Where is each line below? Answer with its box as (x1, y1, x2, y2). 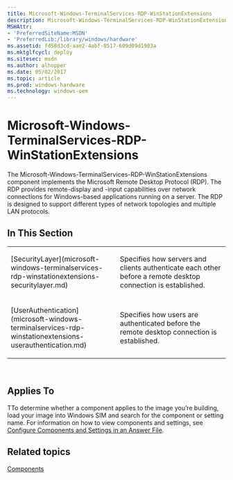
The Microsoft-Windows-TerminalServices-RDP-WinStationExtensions (7, 170, 208, 179)
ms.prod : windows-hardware (7, 81, 85, 88)
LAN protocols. (7, 207, 51, 216)
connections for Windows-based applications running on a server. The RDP (7, 193, 223, 201)
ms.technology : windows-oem (7, 88, 89, 95)
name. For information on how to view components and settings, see (7, 418, 203, 426)
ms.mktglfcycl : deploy (7, 49, 73, 56)
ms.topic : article (7, 74, 60, 82)
